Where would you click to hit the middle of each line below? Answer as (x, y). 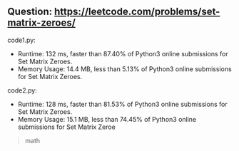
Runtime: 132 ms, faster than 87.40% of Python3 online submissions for (123, 53)
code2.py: (22, 90)
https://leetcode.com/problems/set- (137, 12)
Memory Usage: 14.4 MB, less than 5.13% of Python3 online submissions (124, 69)
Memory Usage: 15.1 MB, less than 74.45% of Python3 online (107, 119)
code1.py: (21, 40)
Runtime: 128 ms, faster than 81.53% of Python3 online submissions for (122, 104)
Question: (30, 12)
